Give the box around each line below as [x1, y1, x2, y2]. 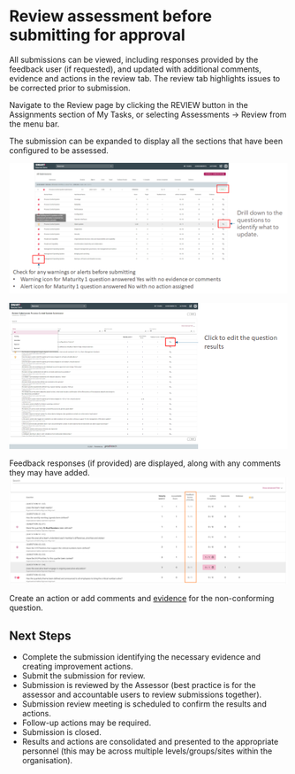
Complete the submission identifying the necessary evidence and [21, 652, 261, 662]
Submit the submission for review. [21, 670, 146, 681]
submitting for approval [9, 25, 185, 45]
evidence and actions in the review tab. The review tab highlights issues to [9, 73, 281, 83]
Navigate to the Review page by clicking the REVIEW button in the [9, 99, 249, 110]
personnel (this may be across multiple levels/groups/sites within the [21, 746, 273, 756]
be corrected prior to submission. [9, 82, 131, 93]
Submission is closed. [21, 727, 102, 738]
